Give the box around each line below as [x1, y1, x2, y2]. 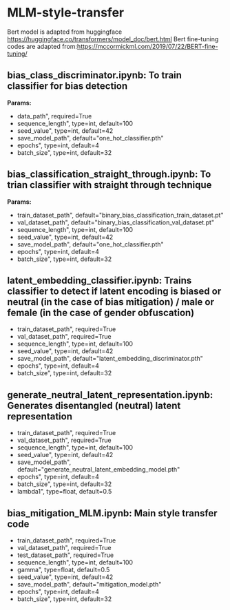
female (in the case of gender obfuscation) [7, 306, 195, 318]
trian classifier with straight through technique [7, 179, 212, 191]
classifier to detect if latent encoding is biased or [7, 285, 222, 297]
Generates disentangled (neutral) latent [7, 399, 181, 411]
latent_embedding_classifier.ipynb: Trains [7, 274, 192, 286]
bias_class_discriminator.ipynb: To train [7, 70, 182, 81]
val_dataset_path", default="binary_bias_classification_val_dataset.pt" [17, 218, 215, 227]
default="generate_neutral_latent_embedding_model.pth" [17, 465, 180, 474]
